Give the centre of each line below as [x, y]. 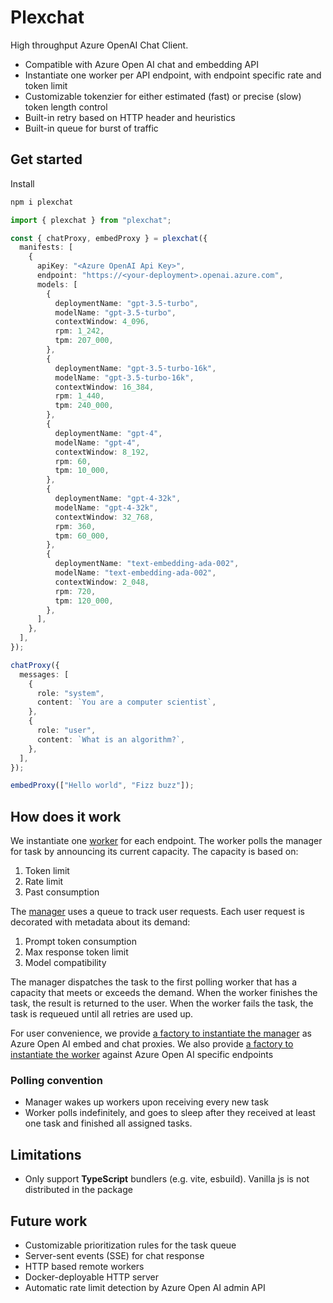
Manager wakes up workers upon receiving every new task [146, 1102]
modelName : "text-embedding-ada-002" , [135, 573]
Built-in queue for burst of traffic [91, 128]
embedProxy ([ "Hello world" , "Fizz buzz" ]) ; [102, 786]
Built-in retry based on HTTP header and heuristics [130, 117]
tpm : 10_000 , [82, 471]
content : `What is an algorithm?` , [111, 739]
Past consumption [62, 892]
